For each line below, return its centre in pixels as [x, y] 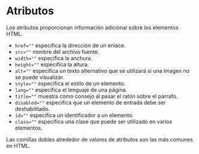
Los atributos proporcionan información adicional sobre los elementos [92, 27]
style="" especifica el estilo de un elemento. [70, 83]
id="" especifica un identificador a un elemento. [74, 115]
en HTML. [19, 146]
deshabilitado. [32, 109]
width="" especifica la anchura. [53, 58]
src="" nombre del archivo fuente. [57, 51]
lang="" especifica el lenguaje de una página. [71, 90]
